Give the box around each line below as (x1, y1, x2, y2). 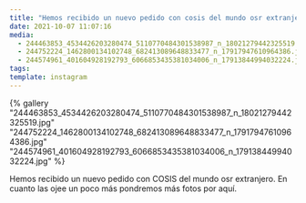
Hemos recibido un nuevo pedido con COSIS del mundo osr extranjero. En (9, 173, 288, 184)
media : (9, 30, 35, 39)
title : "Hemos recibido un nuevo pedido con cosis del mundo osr (9, 13, 262, 23)
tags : (9, 65, 30, 74)
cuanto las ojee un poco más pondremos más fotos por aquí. (9, 183, 238, 194)
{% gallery (9, 97, 49, 108)
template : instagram (9, 73, 88, 82)
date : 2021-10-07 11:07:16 (9, 22, 112, 31)
